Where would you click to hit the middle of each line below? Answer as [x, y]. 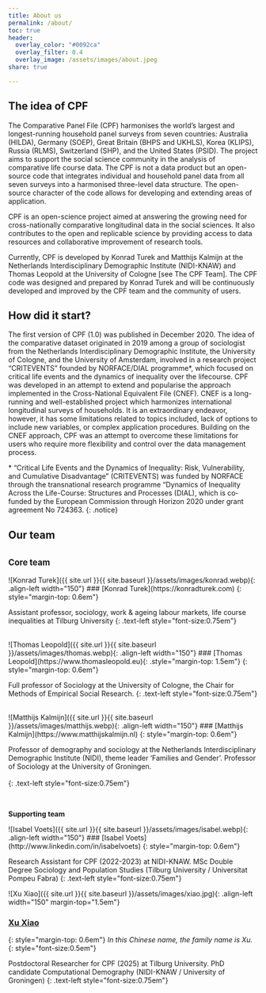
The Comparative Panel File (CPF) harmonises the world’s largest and [122, 125]
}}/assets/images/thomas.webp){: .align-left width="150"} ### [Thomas [125, 653]
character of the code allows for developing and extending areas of [142, 193]
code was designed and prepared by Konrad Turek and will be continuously [131, 282]
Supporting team [37, 814]
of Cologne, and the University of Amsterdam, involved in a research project [132, 360]
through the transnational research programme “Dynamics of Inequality [125, 485]
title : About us [35, 15]
